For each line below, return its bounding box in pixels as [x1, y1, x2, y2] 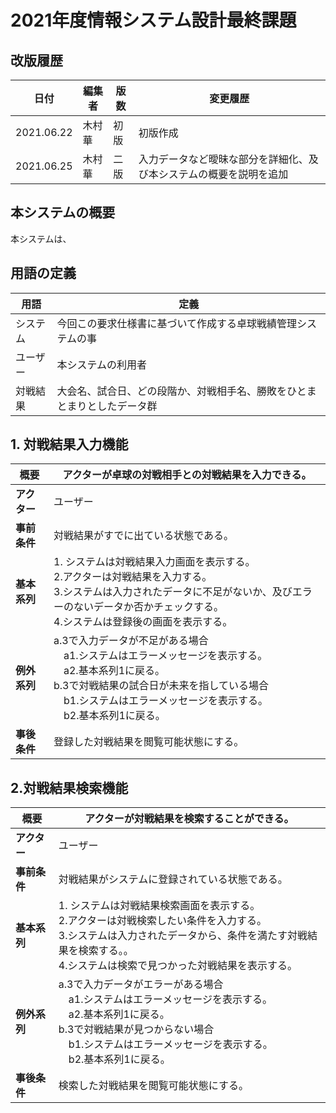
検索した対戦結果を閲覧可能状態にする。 [58, 1079, 249, 1093]
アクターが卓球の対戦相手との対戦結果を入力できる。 [62, 468, 312, 482]
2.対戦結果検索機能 [10, 779, 129, 796]
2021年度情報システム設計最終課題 [10, 9, 297, 32]
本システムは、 [10, 232, 72, 245]
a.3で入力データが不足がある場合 [53, 634, 209, 648]
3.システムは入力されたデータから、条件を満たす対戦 [58, 929, 308, 943]
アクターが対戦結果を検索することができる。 [84, 812, 295, 826]
